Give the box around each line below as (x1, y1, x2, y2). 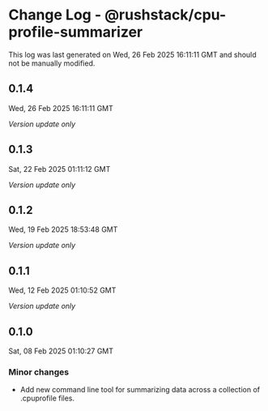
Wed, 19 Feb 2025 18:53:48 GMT (8, 225, 118, 234)
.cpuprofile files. (19, 393, 75, 403)
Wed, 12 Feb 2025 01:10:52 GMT (8, 285, 117, 295)
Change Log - (8, 6, 102, 24)
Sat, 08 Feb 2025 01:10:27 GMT (8, 346, 114, 356)
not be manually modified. (8, 58, 96, 68)
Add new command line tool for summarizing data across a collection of (19, 385, 261, 395)
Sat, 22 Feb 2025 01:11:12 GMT (8, 164, 111, 173)
